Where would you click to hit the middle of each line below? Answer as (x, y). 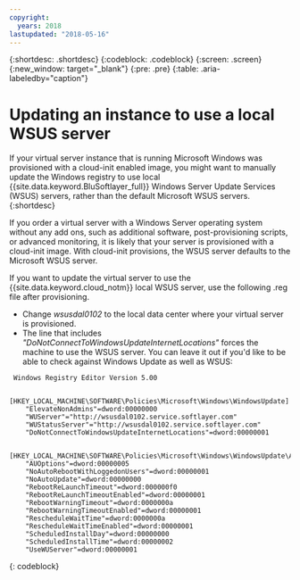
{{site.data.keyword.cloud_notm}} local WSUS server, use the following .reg (149, 287)
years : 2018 (40, 26)
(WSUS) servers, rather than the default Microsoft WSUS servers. (130, 196)
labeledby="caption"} (49, 79)
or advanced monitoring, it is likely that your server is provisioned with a (142, 242)
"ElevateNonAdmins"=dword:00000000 (92, 410)
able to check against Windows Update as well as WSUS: (128, 361)
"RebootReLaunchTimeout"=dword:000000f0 (101, 487)
